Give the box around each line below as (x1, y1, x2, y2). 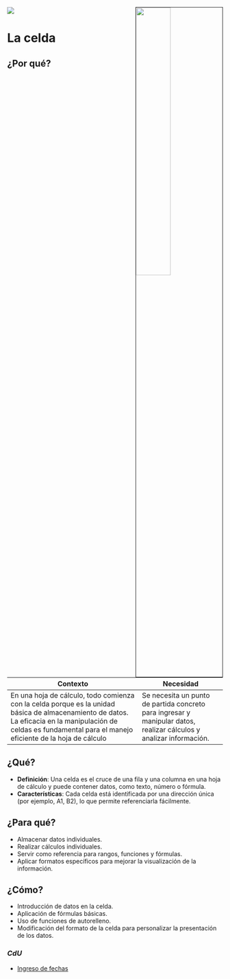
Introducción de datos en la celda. (16, 902, 114, 910)
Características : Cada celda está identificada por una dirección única (16, 790, 214, 798)
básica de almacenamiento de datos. (10, 708, 129, 717)
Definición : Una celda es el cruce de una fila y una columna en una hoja (16, 775, 221, 783)
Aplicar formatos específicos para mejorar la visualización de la (16, 857, 196, 865)
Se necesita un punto (141, 691, 210, 700)
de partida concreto (141, 700, 205, 709)
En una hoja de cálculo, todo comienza (10, 691, 135, 700)
